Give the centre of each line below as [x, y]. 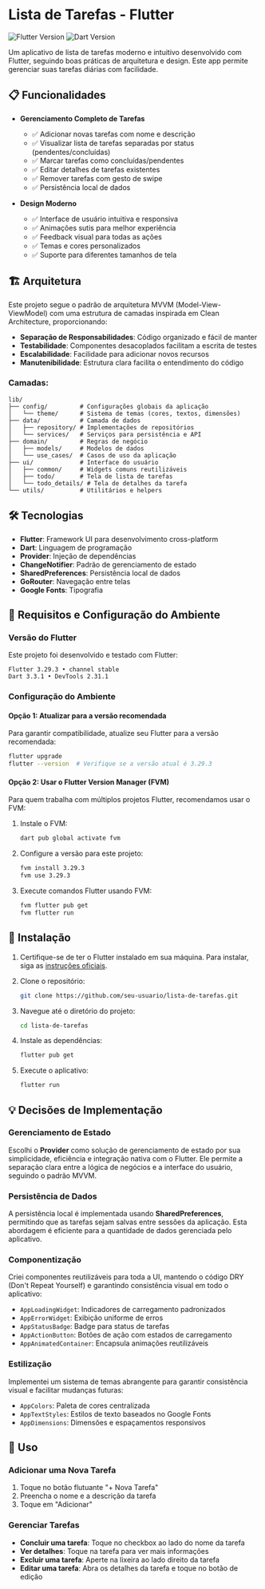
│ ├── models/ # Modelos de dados [77, 449]
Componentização [45, 1260]
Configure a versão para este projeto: [81, 854]
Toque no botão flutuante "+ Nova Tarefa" [89, 1488]
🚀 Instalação [40, 938]
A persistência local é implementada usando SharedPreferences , [116, 1214]
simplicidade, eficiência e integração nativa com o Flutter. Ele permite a [126, 1158]
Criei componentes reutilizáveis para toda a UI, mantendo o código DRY [126, 1277]
